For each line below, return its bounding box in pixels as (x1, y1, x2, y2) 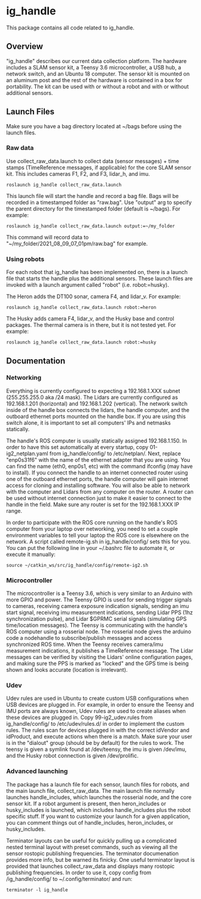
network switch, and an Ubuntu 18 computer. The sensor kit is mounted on (6, 70, 190, 77)
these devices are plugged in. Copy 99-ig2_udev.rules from (6, 714, 153, 721)
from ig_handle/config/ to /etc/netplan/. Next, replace (49, 450, 181, 457)
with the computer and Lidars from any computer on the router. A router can (6, 488, 194, 495)
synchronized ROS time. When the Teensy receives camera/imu (6, 641, 163, 648)
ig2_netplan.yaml (6, 450, 48, 457)
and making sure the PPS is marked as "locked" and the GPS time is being (6, 660, 189, 667)
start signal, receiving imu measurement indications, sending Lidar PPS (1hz (6, 609, 193, 616)
